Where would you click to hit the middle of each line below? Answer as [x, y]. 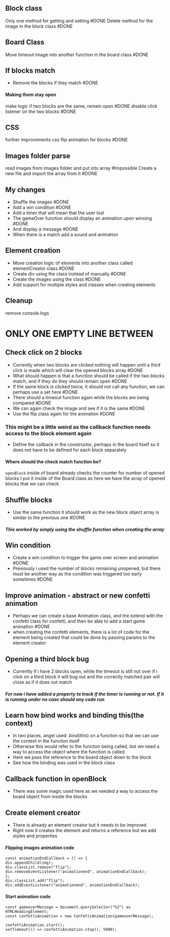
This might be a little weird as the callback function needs [78, 427]
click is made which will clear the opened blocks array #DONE [78, 370]
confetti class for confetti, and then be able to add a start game [79, 621]
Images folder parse [38, 156]
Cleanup [19, 301]
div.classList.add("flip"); [35, 881]
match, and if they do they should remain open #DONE [70, 381]
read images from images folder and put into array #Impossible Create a [81, 168]
